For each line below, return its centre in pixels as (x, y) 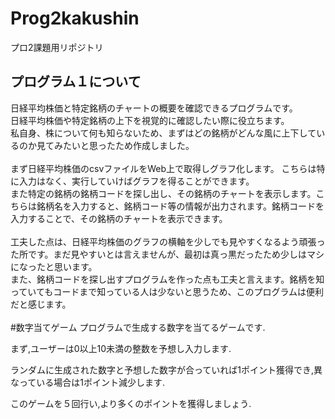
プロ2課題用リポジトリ (57, 47)
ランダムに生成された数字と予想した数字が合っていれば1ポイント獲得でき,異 (166, 369)
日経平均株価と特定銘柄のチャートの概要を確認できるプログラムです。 (154, 108)
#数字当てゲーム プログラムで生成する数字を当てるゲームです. (138, 327)
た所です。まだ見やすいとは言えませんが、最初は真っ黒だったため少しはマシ (167, 254)
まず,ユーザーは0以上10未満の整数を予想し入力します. (121, 348)
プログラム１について (76, 82)
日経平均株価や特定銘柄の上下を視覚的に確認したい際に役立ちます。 (150, 120)
